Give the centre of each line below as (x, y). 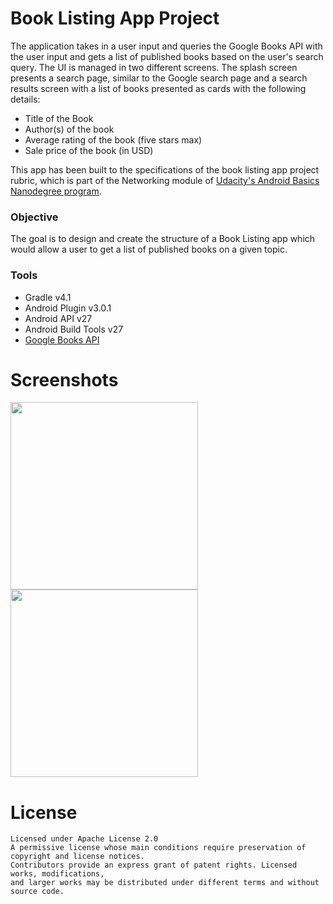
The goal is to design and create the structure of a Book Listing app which (163, 239)
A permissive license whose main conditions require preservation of (158, 848)
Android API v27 (58, 318)
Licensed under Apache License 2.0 (84, 839)
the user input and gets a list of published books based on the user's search (167, 56)
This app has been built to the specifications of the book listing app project (165, 169)
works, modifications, (57, 874)
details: (25, 99)
